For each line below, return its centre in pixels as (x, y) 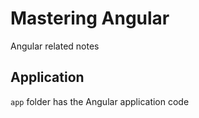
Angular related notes (55, 46)
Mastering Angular (90, 18)
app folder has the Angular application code (100, 101)
